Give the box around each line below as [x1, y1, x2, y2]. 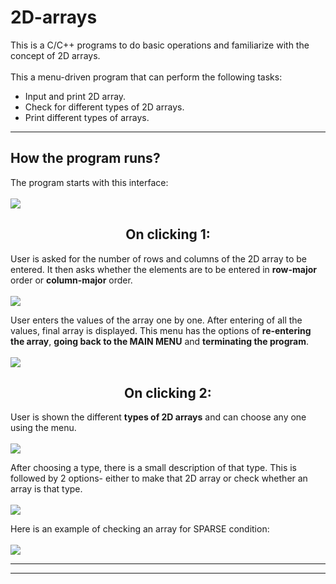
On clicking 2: [124, 384, 212, 401]
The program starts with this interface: [10, 176, 169, 188]
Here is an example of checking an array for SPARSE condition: [10, 523, 270, 535]
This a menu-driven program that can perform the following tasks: [10, 71, 283, 83]
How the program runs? [10, 150, 161, 167]
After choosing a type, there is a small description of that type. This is [10, 462, 298, 474]
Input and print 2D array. [24, 90, 127, 102]
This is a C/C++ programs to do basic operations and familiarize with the [10, 39, 310, 51]
